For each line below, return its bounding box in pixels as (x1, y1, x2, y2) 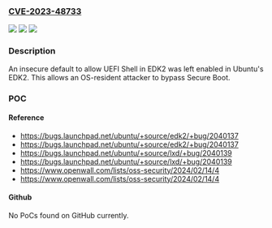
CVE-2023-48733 (8, 6, 82, 17)
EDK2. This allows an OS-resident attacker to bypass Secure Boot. (8, 72, 231, 82)
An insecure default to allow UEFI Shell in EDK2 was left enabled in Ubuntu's (8, 63, 264, 74)
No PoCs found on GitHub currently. (8, 210, 129, 220)
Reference (8, 113, 45, 123)
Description (8, 45, 56, 57)
